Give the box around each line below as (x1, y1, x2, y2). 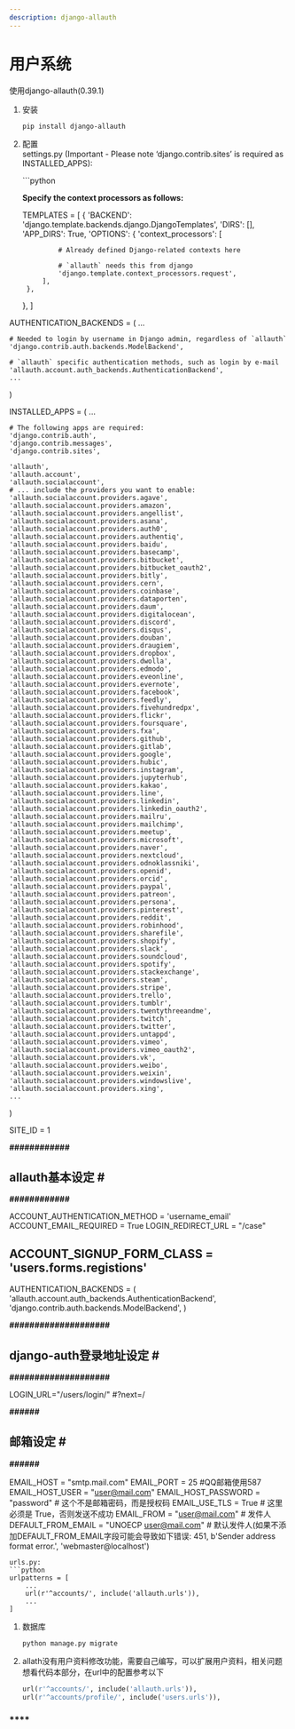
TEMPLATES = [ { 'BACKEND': (21, 210, 133, 220)
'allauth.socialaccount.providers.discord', (9, 617, 176, 626)
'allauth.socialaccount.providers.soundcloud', (9, 952, 189, 960)
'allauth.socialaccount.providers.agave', (9, 493, 168, 502)
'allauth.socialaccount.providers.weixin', (9, 1068, 173, 1078)
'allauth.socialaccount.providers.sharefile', (9, 928, 184, 937)
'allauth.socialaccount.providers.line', (9, 788, 165, 798)
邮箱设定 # (9, 1434, 66, 1449)
